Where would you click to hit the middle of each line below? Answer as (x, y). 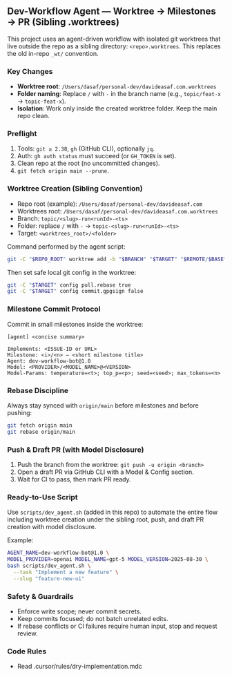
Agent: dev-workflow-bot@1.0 (49, 361)
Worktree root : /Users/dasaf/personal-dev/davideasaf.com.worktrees (117, 86)
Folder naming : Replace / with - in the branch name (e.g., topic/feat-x (119, 94)
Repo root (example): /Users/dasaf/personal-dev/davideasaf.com (109, 204)
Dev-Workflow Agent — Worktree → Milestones (112, 11)
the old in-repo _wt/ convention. (53, 53)
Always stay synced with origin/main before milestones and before (103, 405)
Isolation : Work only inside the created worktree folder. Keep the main (117, 108)
